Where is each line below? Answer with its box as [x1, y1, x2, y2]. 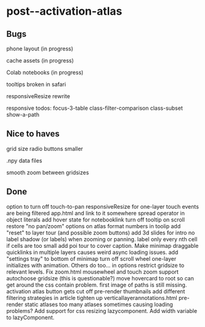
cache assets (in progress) [6, 57, 74, 64]
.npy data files [6, 156, 42, 164]
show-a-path [6, 111, 40, 118]
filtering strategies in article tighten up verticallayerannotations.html [6, 294, 177, 301]
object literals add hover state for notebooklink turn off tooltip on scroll [6, 216, 185, 223]
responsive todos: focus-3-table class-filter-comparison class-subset [6, 104, 183, 112]
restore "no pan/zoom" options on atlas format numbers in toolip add [6, 222, 181, 229]
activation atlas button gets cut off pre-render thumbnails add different [6, 287, 185, 295]
